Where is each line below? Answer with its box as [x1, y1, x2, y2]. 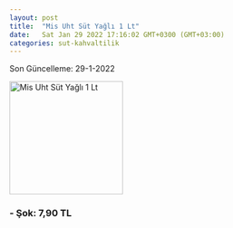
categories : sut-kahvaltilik [9, 38, 120, 48]
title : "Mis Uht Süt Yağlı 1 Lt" [9, 22, 141, 31]
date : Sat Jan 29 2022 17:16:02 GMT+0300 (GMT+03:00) [9, 30, 225, 39]
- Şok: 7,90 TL [9, 207, 73, 220]
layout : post [9, 13, 59, 23]
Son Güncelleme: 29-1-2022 [9, 63, 115, 74]
